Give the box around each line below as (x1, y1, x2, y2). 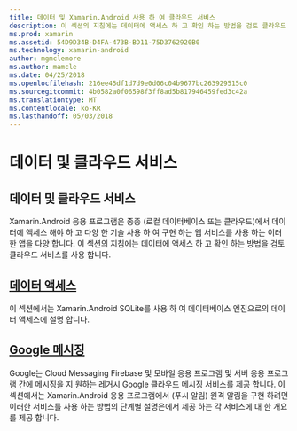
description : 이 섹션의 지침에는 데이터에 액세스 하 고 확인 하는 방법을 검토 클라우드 (9, 21, 287, 30)
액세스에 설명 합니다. (18, 314, 90, 325)
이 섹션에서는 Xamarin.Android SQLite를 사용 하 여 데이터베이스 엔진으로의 (9, 302, 270, 313)
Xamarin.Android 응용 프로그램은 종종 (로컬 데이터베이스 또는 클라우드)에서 (9, 216, 270, 227)
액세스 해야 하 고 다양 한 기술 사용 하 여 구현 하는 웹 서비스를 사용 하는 (25, 227, 266, 238)
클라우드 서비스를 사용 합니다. (9, 249, 112, 260)
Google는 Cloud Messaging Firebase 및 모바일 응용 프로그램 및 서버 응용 (9, 367, 265, 378)
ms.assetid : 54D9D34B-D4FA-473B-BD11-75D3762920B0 (9, 37, 200, 47)
